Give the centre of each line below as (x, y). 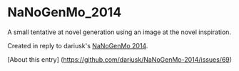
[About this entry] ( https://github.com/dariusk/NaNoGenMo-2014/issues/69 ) (120, 59)
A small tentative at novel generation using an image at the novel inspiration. (119, 32)
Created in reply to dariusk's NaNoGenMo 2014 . (78, 45)
